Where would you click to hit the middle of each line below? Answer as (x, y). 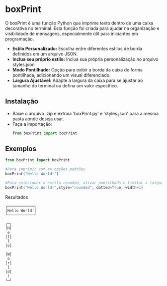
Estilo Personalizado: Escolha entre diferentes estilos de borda (77, 48)
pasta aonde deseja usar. (38, 119)
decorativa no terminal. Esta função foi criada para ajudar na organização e (83, 28)
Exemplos (21, 149)
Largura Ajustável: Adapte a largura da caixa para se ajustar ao (78, 80)
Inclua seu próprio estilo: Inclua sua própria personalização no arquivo (85, 59)
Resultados (17, 197)
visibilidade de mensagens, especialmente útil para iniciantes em (72, 33)
